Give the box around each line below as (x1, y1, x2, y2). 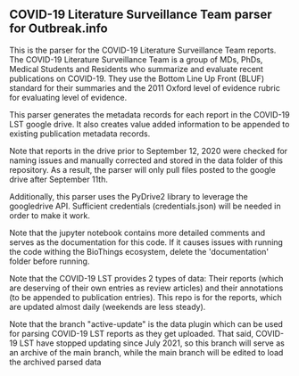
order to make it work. (9, 209, 91, 221)
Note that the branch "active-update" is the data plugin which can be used (9, 318, 284, 329)
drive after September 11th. (9, 174, 109, 184)
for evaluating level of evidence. (9, 92, 128, 102)
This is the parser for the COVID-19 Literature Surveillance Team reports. (9, 45, 277, 55)
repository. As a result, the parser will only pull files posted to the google (9, 164, 277, 175)
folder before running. (9, 256, 90, 266)
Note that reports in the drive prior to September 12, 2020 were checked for (9, 145, 288, 156)
